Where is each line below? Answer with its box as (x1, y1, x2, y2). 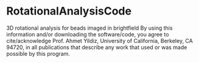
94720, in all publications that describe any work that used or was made (6, 44, 187, 51)
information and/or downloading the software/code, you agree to (6, 30, 169, 38)
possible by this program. (6, 50, 70, 57)
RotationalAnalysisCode (6, 4, 132, 18)
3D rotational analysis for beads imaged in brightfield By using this (6, 24, 173, 31)
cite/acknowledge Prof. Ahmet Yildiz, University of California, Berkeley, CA (6, 37, 193, 44)
